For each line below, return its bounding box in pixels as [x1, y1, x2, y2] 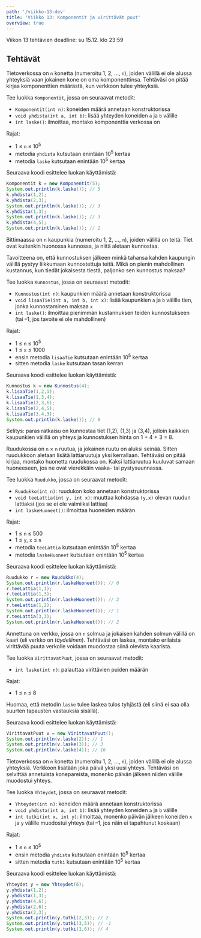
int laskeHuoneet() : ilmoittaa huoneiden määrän [14, 507, 136, 514]
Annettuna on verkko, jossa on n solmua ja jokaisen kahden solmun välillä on [6, 630, 195, 637]
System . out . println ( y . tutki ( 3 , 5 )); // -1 [6, 921, 112, 927]
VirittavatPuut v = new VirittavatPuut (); [6, 730, 114, 736]
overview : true [6, 20, 44, 26]
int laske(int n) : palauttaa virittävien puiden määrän [14, 666, 149, 673]
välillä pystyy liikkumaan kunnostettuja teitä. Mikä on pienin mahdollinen [6, 260, 184, 267]
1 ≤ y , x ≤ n [14, 536, 42, 543]
